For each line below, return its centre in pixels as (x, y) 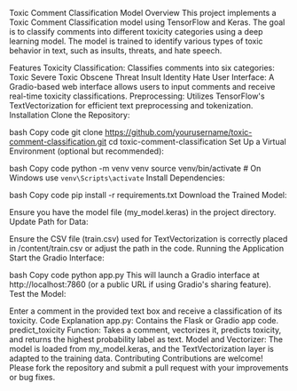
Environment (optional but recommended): (86, 151)
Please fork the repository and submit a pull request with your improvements (149, 367)
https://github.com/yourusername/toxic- (179, 132)
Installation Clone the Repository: (70, 115)
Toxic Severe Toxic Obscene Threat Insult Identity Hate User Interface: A (142, 77)
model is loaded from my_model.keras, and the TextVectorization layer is (142, 349)
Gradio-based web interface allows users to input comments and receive (142, 87)
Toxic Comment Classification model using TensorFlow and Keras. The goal (147, 22)
